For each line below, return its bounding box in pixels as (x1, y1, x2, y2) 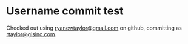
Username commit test (6, 4, 124, 18)
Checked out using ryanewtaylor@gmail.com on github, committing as (6, 24, 182, 31)
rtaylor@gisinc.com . (6, 30, 57, 37)
